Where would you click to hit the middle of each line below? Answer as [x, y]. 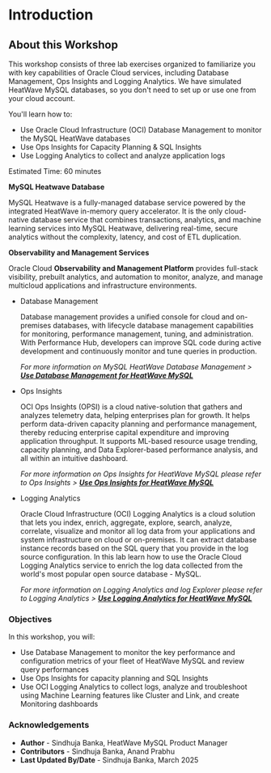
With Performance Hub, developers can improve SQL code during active [140, 342]
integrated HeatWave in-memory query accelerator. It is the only [116, 211]
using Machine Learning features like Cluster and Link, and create [130, 695]
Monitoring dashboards [59, 704]
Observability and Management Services [79, 253]
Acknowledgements [49, 725]
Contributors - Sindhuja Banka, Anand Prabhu [97, 751]
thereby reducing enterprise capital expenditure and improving [125, 433]
